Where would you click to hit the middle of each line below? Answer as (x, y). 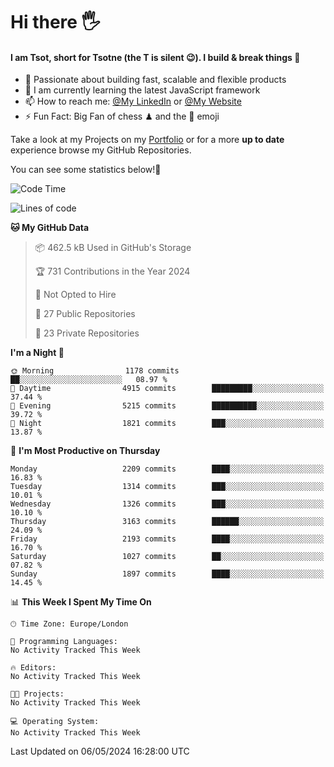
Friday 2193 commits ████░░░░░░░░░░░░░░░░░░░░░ (167, 539)
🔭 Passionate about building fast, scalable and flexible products (155, 80)
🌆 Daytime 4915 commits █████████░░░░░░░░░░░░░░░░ (167, 389)
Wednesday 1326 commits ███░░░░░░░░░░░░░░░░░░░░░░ (167, 504)
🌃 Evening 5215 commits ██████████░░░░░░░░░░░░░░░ (167, 406)
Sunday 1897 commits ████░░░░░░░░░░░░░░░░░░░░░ (167, 574)
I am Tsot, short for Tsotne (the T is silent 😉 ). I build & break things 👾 (155, 57)
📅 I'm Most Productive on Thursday (85, 451)
